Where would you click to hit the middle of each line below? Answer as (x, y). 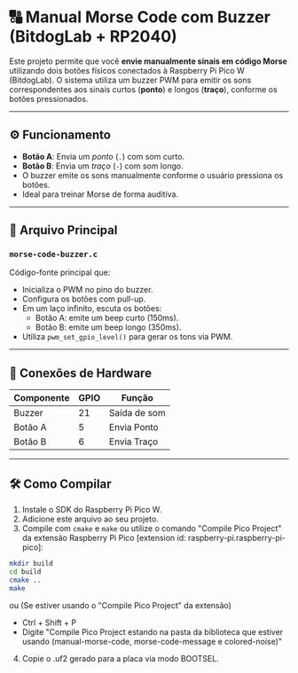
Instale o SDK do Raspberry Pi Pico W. (92, 510)
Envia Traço (134, 442)
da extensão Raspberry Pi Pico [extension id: (104, 538)
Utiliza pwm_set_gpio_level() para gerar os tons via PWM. (127, 337)
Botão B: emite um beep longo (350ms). (108, 327)
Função (137, 398)
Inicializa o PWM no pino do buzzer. (87, 290)
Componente (42, 398)
